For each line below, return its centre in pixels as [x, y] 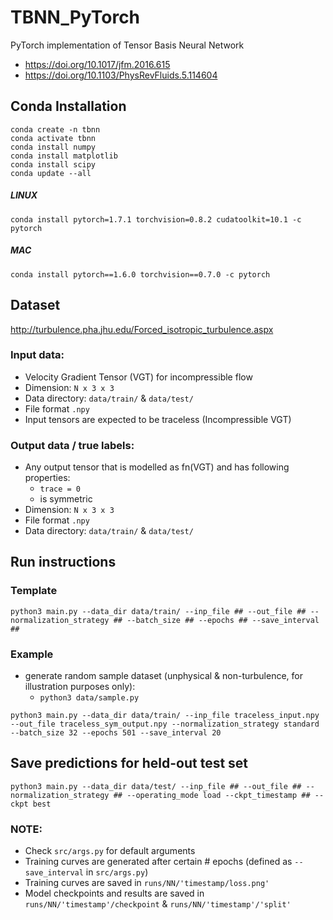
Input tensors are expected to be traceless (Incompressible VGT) [158, 419]
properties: [47, 478]
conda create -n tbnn [55, 129]
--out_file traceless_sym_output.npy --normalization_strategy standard [165, 724]
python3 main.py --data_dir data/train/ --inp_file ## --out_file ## [158, 611]
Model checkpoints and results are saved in [114, 893]
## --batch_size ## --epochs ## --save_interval [216, 620]
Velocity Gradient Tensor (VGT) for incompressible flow [138, 377]
